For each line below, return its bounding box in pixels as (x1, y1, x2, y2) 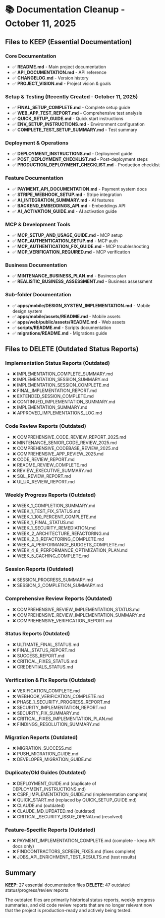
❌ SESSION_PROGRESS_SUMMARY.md (12, 577, 93, 583)
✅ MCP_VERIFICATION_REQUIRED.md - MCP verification (12, 249, 130, 255)
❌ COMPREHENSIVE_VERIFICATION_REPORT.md (12, 617, 112, 623)
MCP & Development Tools (5, 221, 71, 228)
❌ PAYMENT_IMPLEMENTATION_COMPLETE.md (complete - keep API (12, 838, 156, 844)
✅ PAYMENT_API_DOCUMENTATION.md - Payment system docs (12, 186, 147, 192)
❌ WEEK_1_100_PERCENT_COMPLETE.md (12, 514, 97, 520)
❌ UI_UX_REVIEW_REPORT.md (12, 478, 75, 484)
